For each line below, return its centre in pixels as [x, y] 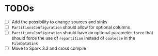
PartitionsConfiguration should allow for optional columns [71, 27]
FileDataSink [25, 44]
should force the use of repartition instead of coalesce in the [73, 38]
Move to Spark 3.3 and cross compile [49, 48]
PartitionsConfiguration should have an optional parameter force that [82, 33]
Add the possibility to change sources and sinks [59, 22]
